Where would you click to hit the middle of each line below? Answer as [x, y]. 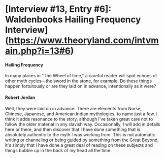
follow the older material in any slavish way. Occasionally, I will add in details [83, 124]
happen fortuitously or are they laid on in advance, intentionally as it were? [81, 86]
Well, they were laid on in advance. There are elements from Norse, [73, 108]
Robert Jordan [20, 97]
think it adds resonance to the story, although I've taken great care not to [79, 119]
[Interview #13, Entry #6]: [58, 9]
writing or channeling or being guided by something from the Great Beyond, [82, 140]
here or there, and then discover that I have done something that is [73, 129]
